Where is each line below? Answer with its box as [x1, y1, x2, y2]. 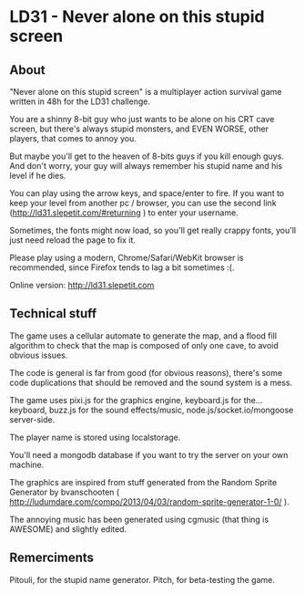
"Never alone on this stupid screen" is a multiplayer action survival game [9, 87, 282, 97]
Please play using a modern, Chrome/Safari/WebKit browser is [9, 253, 244, 263]
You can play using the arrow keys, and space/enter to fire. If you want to [9, 188, 285, 198]
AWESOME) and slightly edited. [9, 523, 127, 535]
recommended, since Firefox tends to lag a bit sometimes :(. [9, 262, 235, 273]
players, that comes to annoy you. [9, 133, 137, 143]
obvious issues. [9, 349, 68, 360]
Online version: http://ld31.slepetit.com [9, 280, 155, 290]
